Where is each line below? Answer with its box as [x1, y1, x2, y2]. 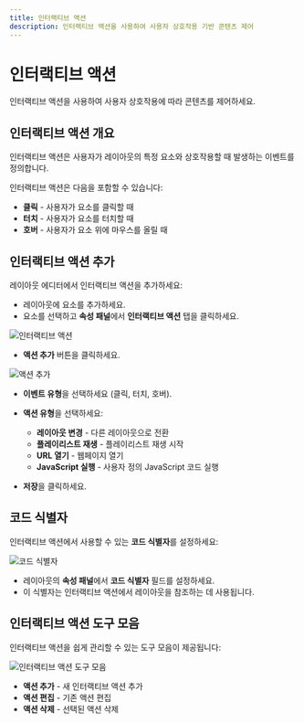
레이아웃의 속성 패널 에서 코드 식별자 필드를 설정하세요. [22, 575, 215, 586]
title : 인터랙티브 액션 [9, 13, 87, 23]
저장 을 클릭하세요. [22, 481, 87, 492]
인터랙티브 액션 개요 [9, 125, 115, 141]
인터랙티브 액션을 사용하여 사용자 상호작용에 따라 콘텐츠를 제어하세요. [9, 96, 256, 107]
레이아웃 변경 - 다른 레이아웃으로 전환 [36, 427, 170, 439]
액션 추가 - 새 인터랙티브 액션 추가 [22, 680, 143, 691]
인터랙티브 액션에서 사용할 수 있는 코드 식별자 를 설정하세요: [9, 536, 219, 547]
